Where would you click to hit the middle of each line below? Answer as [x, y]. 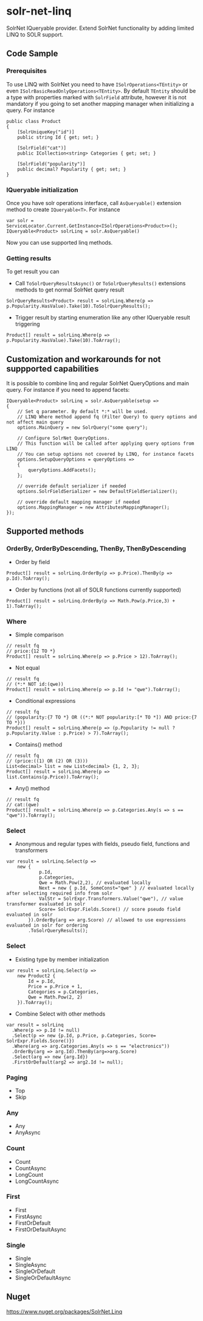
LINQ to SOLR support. [35, 34]
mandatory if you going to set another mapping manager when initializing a [100, 103]
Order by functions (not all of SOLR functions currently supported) [98, 590]
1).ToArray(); [24, 606]
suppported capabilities [53, 368]
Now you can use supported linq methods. [60, 242]
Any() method [32, 789]
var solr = [20, 220]
